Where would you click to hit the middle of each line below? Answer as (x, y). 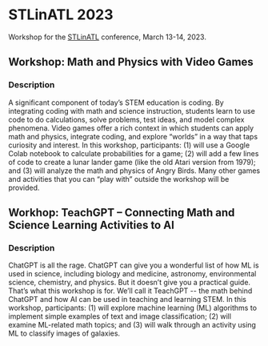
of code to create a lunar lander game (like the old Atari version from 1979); (132, 162)
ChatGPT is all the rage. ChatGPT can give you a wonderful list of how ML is (134, 265)
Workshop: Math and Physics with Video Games (131, 62)
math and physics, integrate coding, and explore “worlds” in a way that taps (133, 136)
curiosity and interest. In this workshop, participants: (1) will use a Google (129, 145)
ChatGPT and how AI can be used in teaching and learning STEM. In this (127, 300)
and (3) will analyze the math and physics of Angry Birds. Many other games (134, 171)
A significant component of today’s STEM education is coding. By (116, 103)
